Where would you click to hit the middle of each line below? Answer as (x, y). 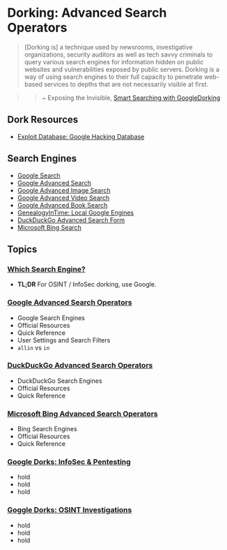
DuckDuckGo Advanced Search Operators (80, 366)
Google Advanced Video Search (63, 198)
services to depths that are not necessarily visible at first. (126, 84)
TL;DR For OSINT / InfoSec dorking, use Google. (87, 284)
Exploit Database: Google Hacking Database (81, 136)
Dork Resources (43, 120)
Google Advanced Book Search (62, 205)
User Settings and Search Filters (64, 340)
